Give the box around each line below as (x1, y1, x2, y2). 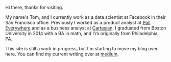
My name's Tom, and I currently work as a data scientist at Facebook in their (5, 14, 166, 20)
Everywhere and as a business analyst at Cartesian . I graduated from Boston (5, 25, 166, 31)
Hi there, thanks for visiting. (5, 5, 64, 10)
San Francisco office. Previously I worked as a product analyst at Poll (5, 20, 151, 25)
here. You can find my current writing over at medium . (5, 51, 119, 57)
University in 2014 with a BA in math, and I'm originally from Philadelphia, (5, 30, 159, 36)
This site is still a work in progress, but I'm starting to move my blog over (5, 46, 158, 51)
